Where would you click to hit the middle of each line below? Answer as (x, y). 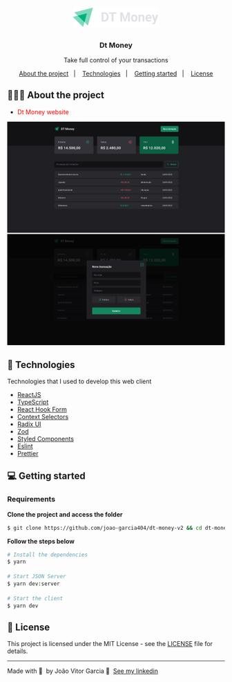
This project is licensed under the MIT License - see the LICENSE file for (110, 644)
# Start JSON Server (37, 577)
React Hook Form (42, 409)
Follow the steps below (41, 541)
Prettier (28, 453)
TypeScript (33, 402)
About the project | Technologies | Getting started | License (116, 74)
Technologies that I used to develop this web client (79, 381)
